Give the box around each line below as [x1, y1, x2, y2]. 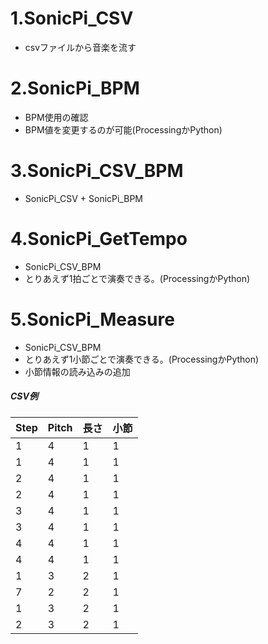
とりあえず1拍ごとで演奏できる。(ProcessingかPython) [24, 272, 251, 284]
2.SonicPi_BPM [10, 77, 140, 100]
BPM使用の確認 [24, 111, 89, 123]
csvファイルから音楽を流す [24, 41, 137, 53]
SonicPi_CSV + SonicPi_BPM [24, 192, 143, 204]
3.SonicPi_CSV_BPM [10, 160, 184, 182]
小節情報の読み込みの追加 [24, 365, 131, 377]
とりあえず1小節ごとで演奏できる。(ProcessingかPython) [24, 353, 260, 365]
